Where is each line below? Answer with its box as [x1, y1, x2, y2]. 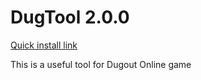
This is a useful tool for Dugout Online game [10, 58, 192, 70]
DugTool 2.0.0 [10, 6, 130, 29]
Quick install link [10, 39, 78, 51]
